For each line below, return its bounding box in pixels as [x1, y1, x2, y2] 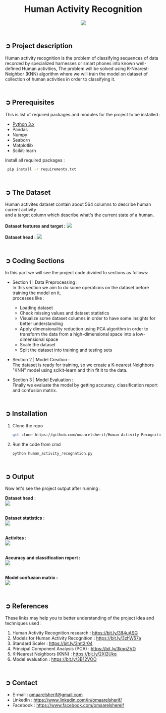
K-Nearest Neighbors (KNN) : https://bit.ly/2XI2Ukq [12, 651, 117, 657]
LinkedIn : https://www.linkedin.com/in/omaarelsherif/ [12, 697, 122, 703]
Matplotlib [12, 142, 33, 148]
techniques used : [5, 620, 42, 627]
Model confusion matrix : [5, 575, 58, 581]
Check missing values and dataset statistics [19, 310, 110, 316]
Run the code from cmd [12, 441, 61, 447]
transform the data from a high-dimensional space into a [19, 331, 135, 337]
